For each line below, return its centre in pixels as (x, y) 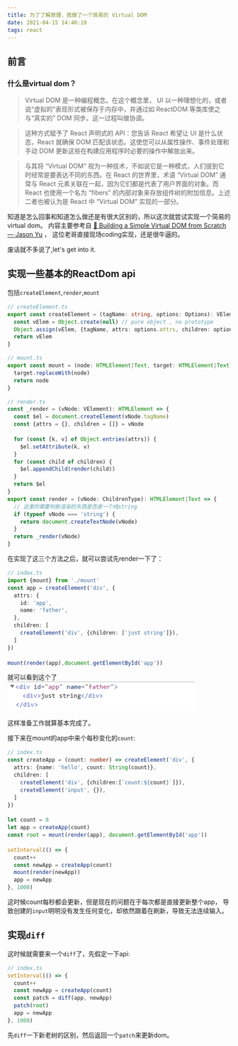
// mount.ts (25, 358)
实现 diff (26, 936)
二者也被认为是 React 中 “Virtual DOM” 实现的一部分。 (103, 202)
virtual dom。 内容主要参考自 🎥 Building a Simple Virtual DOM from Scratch (117, 226)
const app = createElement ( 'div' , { (61, 588)
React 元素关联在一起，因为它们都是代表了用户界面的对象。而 (129, 184)
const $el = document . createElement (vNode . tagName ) (92, 417)
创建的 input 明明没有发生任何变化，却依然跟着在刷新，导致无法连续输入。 (120, 911)
